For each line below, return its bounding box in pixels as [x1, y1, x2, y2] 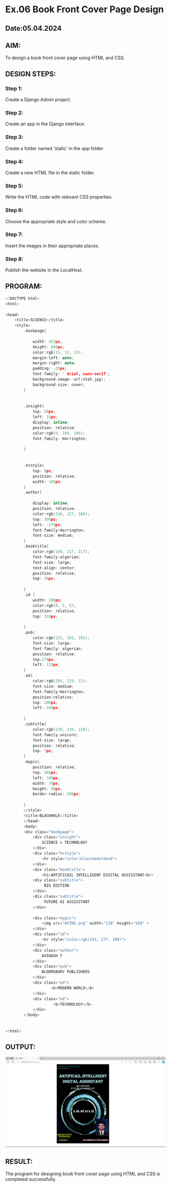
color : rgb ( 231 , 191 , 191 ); [32, 635, 90, 640]
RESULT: [5, 1157, 33, 1166]
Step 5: [5, 182, 24, 189]
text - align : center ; [32, 565, 76, 571]
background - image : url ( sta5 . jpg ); [32, 377, 106, 382]
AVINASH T [41, 953, 63, 958]
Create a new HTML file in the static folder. [5, 170, 95, 176]
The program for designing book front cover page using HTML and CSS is [5, 1171, 160, 1177]
